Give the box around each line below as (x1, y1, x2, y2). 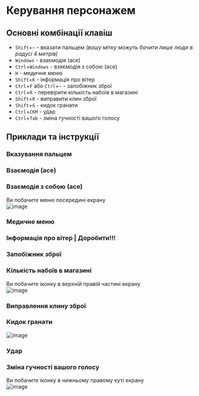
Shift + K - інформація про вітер (15, 76, 96, 83)
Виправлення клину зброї (6, 302, 86, 310)
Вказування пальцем (6, 150, 72, 158)
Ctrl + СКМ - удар (15, 108, 56, 115)
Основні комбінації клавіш (6, 28, 113, 38)
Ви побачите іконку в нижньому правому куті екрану (6, 377, 144, 384)
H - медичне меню (15, 70, 63, 76)
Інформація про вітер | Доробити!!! (6, 234, 116, 242)
